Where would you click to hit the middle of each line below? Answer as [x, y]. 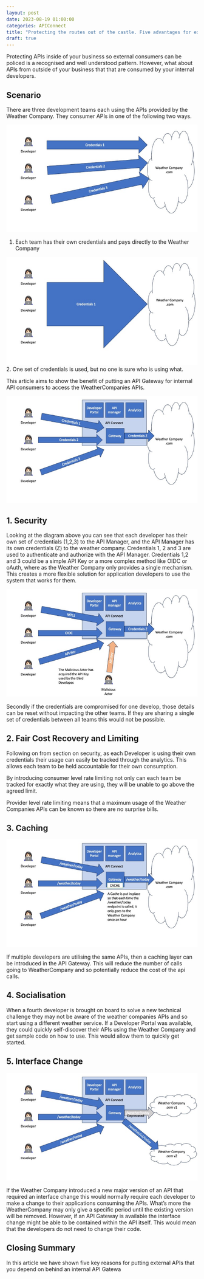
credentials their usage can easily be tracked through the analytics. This [97, 759]
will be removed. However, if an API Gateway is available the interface [93, 1216]
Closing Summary [41, 1248]
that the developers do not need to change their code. [74, 1229]
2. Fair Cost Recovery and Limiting [73, 739]
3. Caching [27, 828]
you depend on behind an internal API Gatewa [64, 1269]
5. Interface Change [45, 1062]
